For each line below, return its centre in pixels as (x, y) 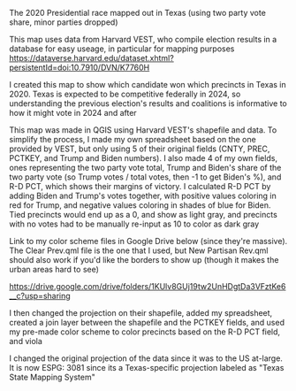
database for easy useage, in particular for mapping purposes (122, 49)
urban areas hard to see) (54, 269)
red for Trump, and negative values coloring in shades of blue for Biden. (140, 205)
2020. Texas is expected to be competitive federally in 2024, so (125, 94)
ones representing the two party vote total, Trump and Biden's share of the (145, 168)
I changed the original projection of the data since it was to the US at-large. (146, 358)
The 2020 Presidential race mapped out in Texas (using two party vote (138, 13)
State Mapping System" (52, 377)
